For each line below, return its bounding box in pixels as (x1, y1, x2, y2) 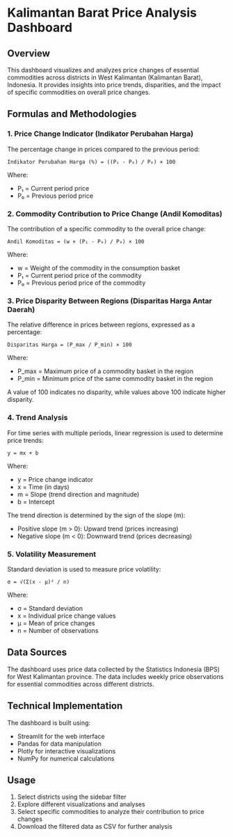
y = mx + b (7, 449, 39, 457)
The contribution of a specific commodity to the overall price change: (7, 224, 207, 233)
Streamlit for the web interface (17, 732, 106, 740)
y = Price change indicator (17, 475, 94, 483)
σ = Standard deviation (17, 604, 83, 612)
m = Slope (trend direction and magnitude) (17, 490, 140, 499)
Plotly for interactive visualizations (17, 746, 116, 755)
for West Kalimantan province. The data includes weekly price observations (7, 672, 224, 680)
